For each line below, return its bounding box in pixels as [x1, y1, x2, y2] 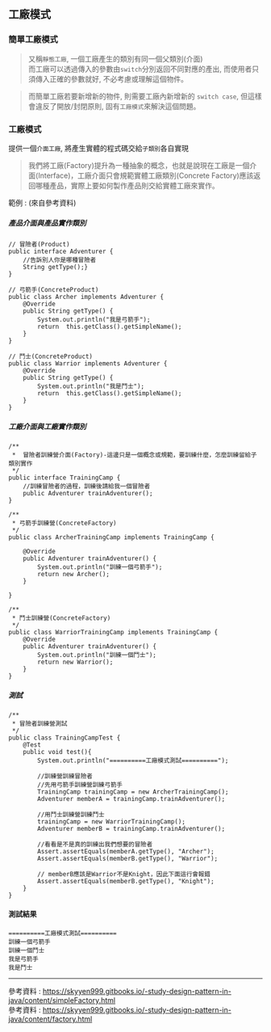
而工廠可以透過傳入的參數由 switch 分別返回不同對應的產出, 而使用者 [27, 64, 252, 74]
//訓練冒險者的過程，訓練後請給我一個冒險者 [23, 482, 151, 491]
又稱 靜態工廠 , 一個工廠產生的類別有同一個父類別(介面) [27, 53, 203, 63]
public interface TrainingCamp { [8, 474, 121, 482]
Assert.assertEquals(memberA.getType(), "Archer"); [37, 847, 215, 855]
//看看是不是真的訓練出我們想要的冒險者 [37, 840, 153, 849]
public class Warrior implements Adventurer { [8, 359, 168, 368]
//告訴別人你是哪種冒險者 [23, 255, 97, 264]
